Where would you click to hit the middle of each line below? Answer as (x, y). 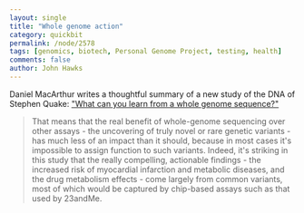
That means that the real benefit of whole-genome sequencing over (158, 121)
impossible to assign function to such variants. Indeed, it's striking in (160, 150)
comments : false (40, 60)
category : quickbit (46, 34)
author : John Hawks (46, 69)
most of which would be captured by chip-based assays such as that (161, 189)
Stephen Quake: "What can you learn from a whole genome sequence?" (144, 103)
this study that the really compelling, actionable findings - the (146, 160)
